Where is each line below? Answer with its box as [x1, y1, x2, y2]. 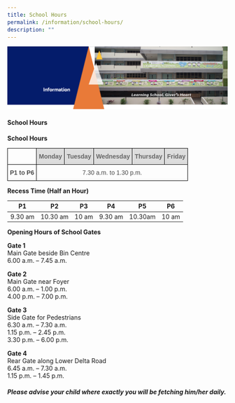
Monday [38, 152, 63, 160]
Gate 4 [7, 349, 27, 357]
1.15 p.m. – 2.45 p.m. [7, 328, 66, 336]
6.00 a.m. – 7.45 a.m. [7, 257, 68, 265]
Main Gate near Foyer [7, 278, 70, 286]
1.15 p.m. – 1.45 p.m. [7, 371, 65, 380]
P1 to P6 [10, 168, 35, 177]
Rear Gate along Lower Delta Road [7, 357, 107, 365]
